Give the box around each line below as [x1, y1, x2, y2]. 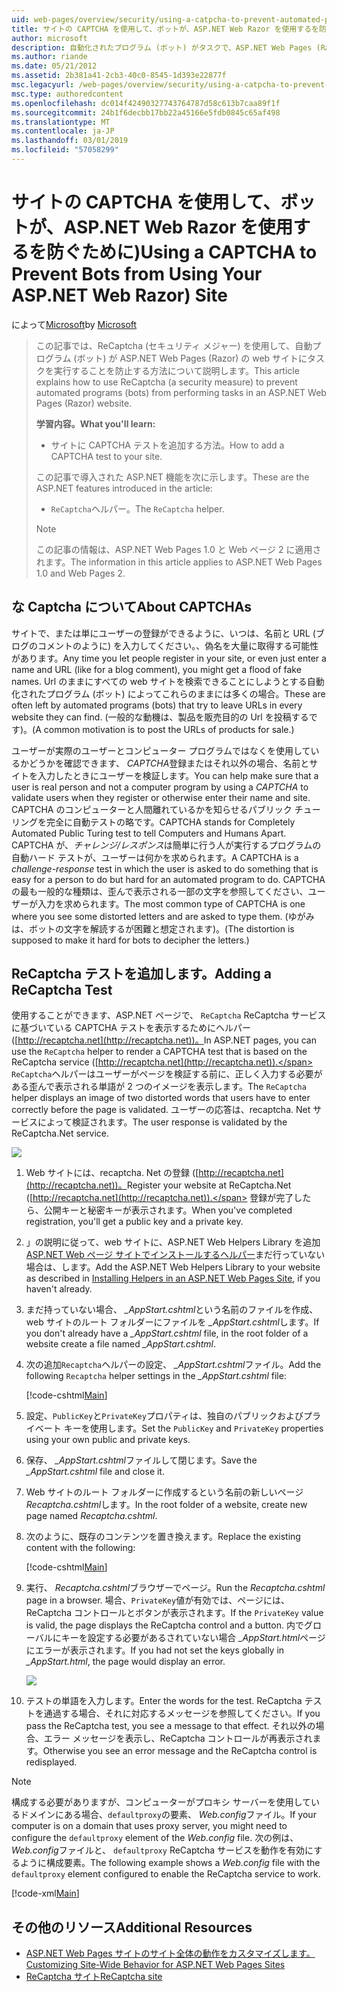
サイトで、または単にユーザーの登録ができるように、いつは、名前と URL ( [11, 627, 316, 639]
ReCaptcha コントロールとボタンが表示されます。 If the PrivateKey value [25, 1607, 324, 1619]
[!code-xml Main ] [11, 1887, 80, 1900]
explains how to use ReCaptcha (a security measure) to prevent [35, 376, 298, 388]
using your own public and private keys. [25, 1434, 191, 1446]
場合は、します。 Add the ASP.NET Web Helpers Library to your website [25, 1261, 321, 1273]
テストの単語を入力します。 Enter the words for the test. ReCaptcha [25, 1695, 303, 1707]
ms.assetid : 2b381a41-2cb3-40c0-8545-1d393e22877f [11, 71, 227, 81]
